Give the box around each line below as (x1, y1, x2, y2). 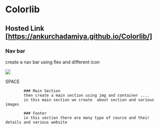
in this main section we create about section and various (24, 97, 154, 102)
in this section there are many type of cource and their (24, 115, 150, 120)
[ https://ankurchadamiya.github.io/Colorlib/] (5, 32, 152, 40)
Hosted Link (5, 24, 44, 33)
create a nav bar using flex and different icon (5, 59, 100, 65)
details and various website (5, 119, 67, 125)
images (5, 101, 19, 107)
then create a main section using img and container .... (24, 93, 150, 98)
